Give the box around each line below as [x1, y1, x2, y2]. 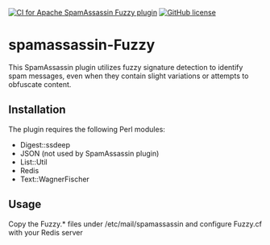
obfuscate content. [8, 79, 72, 89]
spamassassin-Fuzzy [8, 36, 156, 54]
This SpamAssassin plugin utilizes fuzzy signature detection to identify [8, 62, 243, 72]
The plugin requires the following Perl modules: [8, 124, 165, 134]
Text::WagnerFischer [19, 174, 90, 184]
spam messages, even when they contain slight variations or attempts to [8, 71, 249, 81]
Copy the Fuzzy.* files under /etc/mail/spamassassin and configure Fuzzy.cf [8, 218, 263, 229]
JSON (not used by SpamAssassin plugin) [19, 148, 160, 158]
